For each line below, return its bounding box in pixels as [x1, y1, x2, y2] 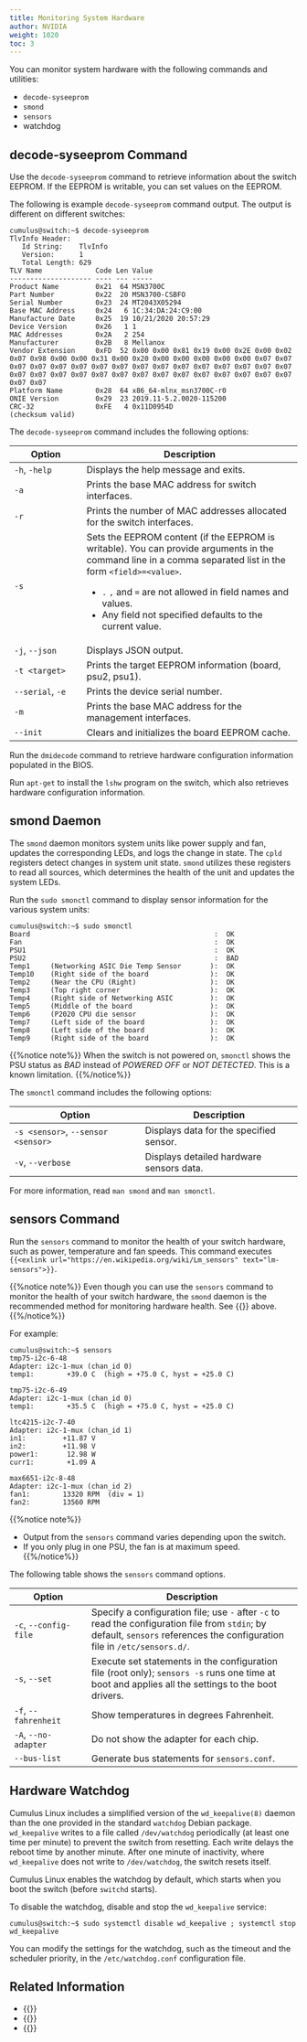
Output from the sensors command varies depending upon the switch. [22, 1531, 286, 1542]
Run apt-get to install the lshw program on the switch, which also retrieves [9, 777, 290, 788]
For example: [9, 1328, 59, 1339]
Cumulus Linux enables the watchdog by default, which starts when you [9, 1874, 281, 1885]
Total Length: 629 [21, 258, 92, 268]
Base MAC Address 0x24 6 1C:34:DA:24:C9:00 [9, 306, 203, 315]
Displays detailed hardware [144, 1149, 262, 1162]
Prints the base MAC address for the [86, 700, 242, 713]
